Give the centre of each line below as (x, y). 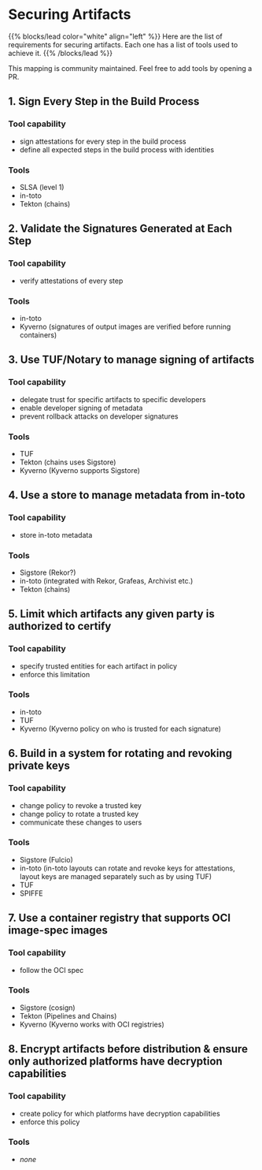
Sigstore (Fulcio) (46, 859)
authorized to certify (60, 626)
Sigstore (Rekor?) (48, 572)
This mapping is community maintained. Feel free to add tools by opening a (130, 68)
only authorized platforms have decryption (115, 1062)
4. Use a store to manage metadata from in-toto (127, 496)
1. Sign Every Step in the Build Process (104, 101)
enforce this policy (50, 1122)
